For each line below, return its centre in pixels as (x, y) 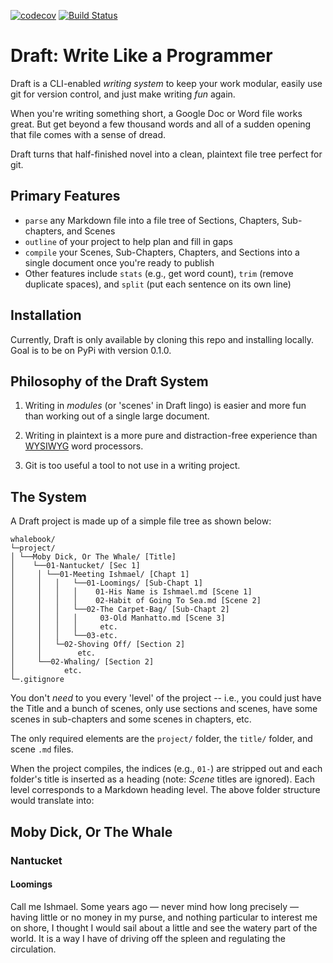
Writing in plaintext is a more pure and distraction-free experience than (171, 436)
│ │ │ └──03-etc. (64, 636)
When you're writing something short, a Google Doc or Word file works (156, 113)
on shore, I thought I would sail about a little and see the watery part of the (164, 927)
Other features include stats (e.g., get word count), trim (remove (159, 273)
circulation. (33, 949)
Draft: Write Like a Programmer (141, 56)
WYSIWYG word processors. (84, 446)
